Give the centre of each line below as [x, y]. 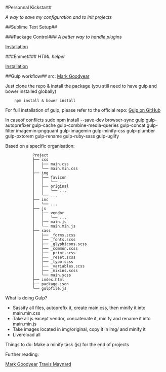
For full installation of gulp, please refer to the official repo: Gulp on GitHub [83, 110]
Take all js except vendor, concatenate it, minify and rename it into [81, 318]
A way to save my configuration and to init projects [59, 17]
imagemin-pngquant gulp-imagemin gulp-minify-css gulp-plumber [86, 131]
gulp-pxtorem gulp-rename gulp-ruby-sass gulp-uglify [62, 136]
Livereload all [26, 335]
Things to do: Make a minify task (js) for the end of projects [67, 344]
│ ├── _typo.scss [53, 262]
